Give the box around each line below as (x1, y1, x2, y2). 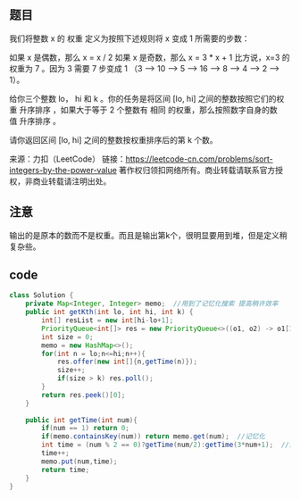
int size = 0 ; (41, 332, 94, 341)
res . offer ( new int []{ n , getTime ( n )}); (56, 357, 198, 367)
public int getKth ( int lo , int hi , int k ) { (25, 308, 194, 317)
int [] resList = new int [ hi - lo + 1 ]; (41, 316, 174, 325)
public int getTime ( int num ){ (25, 415, 138, 425)
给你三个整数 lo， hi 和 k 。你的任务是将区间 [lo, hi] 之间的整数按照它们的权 (9, 93, 285, 104)
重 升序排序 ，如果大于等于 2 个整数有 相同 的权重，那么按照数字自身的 (9, 104, 271, 115)
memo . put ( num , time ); (41, 457, 118, 466)
